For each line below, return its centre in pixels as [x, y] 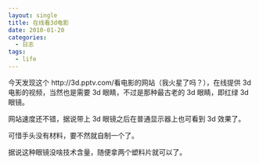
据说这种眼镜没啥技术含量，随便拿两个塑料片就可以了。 [97, 152]
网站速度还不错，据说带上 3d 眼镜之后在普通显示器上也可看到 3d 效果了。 [127, 118]
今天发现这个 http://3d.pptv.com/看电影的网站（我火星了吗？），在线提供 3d [130, 82]
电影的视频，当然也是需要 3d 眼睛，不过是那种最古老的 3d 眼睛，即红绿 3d [128, 92]
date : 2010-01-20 [36, 30]
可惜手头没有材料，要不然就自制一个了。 [73, 135]
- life [26, 60]
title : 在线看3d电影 [38, 23]
